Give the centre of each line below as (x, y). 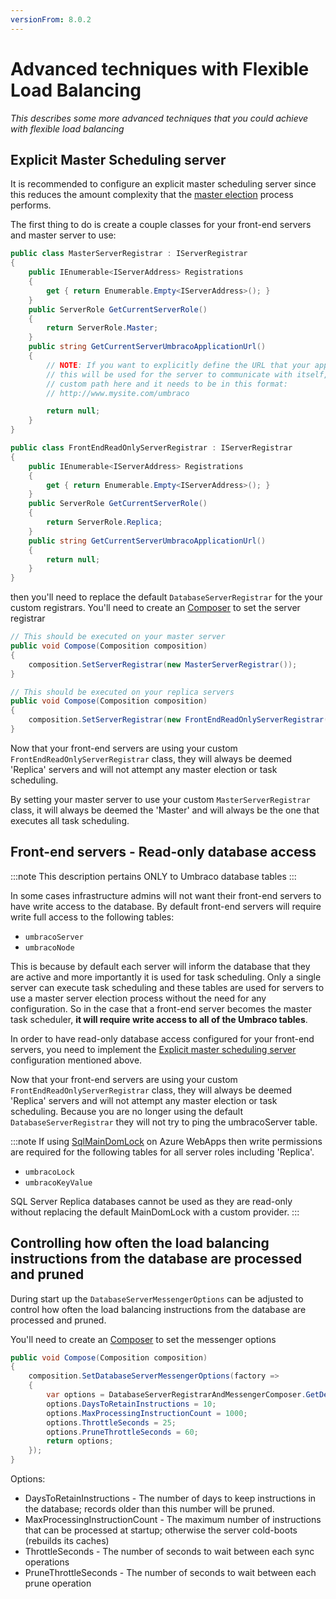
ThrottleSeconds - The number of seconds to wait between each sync (169, 1551)
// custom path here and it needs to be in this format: (167, 384)
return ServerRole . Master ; (102, 328)
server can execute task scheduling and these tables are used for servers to (167, 987)
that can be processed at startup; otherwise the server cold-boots (161, 1530)
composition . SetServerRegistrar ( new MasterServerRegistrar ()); (163, 664)
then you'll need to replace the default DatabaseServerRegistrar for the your (166, 597)
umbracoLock (49, 1172)
